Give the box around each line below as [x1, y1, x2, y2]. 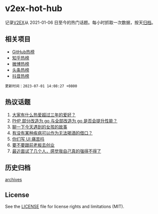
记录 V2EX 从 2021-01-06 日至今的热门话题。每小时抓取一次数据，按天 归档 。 [5, 19, 156, 25]
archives [5, 177, 22, 183]
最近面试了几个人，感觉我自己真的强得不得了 [12, 148, 101, 154]
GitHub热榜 [12, 49, 35, 55]
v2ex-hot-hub [5, 3, 63, 14]
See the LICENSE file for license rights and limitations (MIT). [5, 204, 125, 210]
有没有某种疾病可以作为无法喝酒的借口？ [12, 130, 93, 136]
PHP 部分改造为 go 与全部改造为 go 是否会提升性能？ [12, 118, 117, 123]
